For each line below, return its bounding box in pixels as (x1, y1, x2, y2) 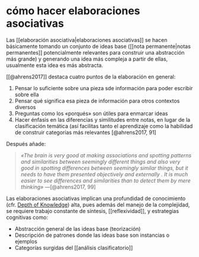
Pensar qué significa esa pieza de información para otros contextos (14, 97, 180, 104)
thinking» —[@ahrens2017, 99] (20, 183, 96, 191)
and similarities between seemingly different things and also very (20, 158, 181, 165)
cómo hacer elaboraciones (6, 4, 140, 18)
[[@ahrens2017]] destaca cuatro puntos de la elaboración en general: (6, 73, 176, 80)
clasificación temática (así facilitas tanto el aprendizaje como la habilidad (14, 122, 193, 129)
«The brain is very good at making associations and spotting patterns (20, 151, 192, 158)
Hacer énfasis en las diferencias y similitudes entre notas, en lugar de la (14, 116, 191, 123)
